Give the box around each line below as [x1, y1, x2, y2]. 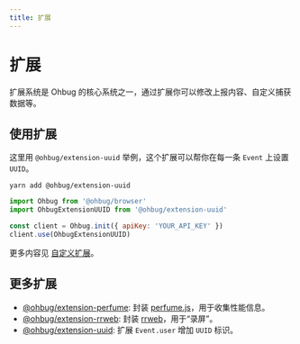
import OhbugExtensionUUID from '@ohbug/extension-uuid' [9, 205, 228, 214]
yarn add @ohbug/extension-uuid [9, 181, 131, 190]
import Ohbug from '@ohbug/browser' [9, 197, 147, 206]
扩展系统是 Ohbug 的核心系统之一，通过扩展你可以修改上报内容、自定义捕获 [9, 86, 292, 97]
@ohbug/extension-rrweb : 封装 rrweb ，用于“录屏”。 [22, 312, 218, 324]
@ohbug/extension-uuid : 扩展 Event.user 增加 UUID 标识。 [22, 324, 239, 335]
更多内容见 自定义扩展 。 [9, 247, 99, 258]
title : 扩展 [9, 13, 51, 23]
